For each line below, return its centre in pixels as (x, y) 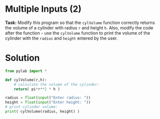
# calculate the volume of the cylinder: (57, 84)
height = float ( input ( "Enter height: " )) (48, 102)
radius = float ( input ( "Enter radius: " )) (48, 98)
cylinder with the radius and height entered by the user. (61, 38)
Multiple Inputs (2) (43, 9)
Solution (23, 58)
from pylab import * (26, 71)
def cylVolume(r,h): (26, 80)
